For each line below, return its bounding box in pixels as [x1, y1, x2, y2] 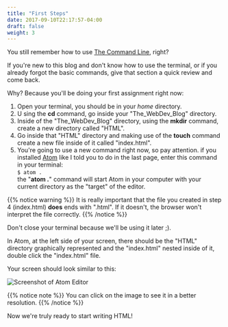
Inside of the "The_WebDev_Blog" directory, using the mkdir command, [16, 117, 219, 125]
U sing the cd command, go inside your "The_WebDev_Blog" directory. [16, 110, 217, 118]
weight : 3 [7, 29, 36, 36]
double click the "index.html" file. [7, 252, 101, 260]
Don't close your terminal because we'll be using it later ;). [7, 223, 171, 232]
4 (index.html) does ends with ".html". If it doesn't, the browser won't [7, 203, 202, 211]
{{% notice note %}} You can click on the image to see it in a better [7, 291, 197, 300]
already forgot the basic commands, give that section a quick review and [7, 69, 212, 77]
